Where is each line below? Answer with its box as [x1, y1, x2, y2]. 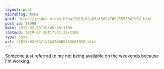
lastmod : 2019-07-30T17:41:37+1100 [5, 30, 79, 35]
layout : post [5, 7, 32, 12]
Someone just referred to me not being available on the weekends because [5, 53, 159, 59]
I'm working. [5, 58, 31, 64]
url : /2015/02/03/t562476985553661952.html [5, 39, 97, 44]
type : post [5, 35, 28, 40]
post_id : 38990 [5, 21, 37, 26]
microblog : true [5, 12, 39, 17]
